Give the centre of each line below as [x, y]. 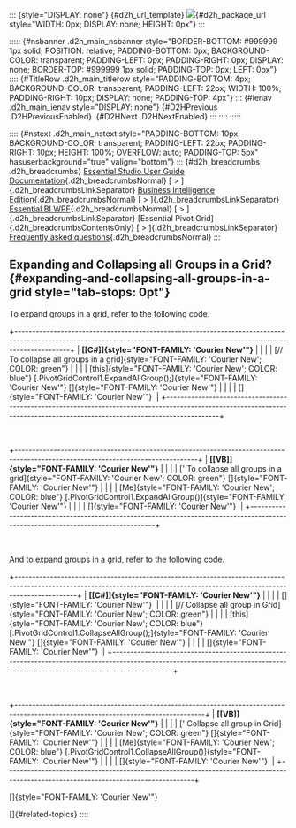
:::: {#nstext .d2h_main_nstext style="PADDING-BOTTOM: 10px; [125, 134]
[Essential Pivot [166, 218]
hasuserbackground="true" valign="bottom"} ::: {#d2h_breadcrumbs [135, 162]
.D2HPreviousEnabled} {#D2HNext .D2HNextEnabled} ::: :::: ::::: [125, 116]
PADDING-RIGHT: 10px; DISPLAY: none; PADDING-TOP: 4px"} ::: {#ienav [140, 98]
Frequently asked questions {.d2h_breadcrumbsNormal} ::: [115, 237]
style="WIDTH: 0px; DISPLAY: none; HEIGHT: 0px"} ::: [107, 24]
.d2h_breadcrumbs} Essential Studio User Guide [97, 171]
